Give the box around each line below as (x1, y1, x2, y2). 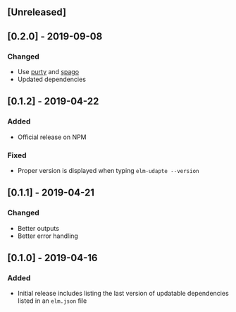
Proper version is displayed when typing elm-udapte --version (17, 167, 199, 175)
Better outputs (17, 224, 60, 232)
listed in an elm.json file (17, 296, 87, 305)
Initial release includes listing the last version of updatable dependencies (17, 289, 229, 298)
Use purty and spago (17, 68, 80, 76)
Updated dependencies (17, 75, 87, 84)
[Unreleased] (7, 6, 67, 18)
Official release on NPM (17, 133, 87, 141)
